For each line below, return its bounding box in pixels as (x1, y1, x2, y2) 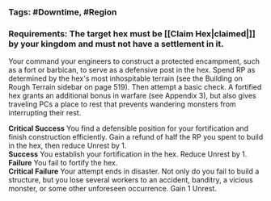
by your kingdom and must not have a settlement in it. (8, 38, 224, 49)
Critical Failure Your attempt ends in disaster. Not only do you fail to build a (8, 166, 260, 176)
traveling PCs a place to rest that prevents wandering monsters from (8, 99, 236, 109)
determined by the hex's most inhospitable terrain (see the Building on (8, 73, 243, 83)
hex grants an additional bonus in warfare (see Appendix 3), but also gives (8, 91, 256, 101)
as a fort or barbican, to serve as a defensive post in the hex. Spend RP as (8, 65, 256, 75)
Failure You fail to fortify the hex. (8, 158, 118, 168)
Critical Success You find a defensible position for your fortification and (8, 124, 249, 133)
